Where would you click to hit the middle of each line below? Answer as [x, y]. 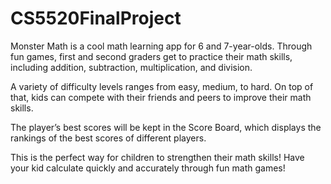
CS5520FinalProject [96, 18]
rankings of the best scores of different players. [108, 138]
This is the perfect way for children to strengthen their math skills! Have [157, 157]
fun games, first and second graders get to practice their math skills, [151, 56]
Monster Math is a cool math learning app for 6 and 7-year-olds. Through [161, 46]
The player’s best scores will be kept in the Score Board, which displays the [166, 127]
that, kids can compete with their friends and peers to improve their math [161, 97]
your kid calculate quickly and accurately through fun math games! [148, 168]
